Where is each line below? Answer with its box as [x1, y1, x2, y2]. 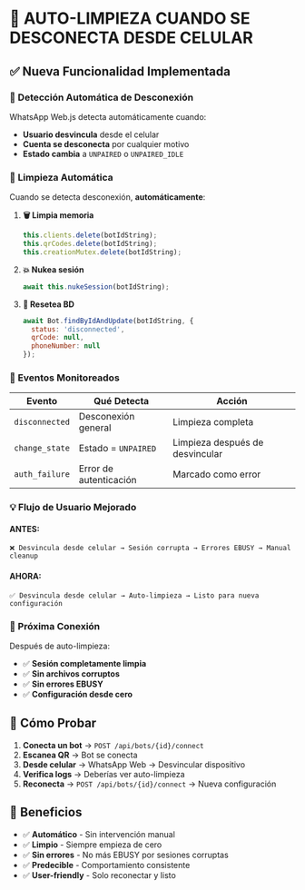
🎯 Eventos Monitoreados [9, 371, 120, 384]
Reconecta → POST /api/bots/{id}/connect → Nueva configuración [22, 778, 277, 789]
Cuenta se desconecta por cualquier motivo [22, 138, 190, 149]
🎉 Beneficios [9, 805, 83, 820]
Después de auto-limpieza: [9, 640, 111, 651]
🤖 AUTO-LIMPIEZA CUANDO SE [9, 8, 251, 29]
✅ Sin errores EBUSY [22, 678, 103, 689]
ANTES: [9, 523, 40, 534]
